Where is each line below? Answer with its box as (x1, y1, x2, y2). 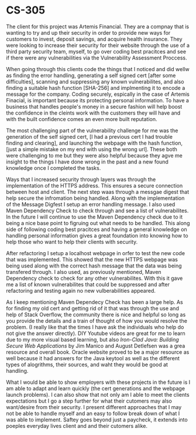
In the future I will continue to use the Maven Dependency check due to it (6, 213, 183, 220)
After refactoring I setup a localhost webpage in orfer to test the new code (6, 249, 185, 256)
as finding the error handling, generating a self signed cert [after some (6, 72, 176, 79)
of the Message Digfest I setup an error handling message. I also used (6, 200, 176, 208)
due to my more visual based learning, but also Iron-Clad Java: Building (6, 336, 180, 343)
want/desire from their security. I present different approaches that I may (6, 403, 182, 410)
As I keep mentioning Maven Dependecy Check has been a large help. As (6, 298, 183, 306)
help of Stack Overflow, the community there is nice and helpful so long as (6, 311, 186, 318)
